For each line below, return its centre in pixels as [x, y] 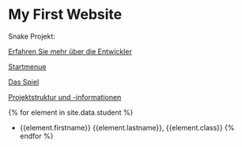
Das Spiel [24, 82]
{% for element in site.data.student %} [71, 112]
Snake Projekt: [32, 36]
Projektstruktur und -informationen [65, 97]
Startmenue [27, 66]
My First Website [65, 15]
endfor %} [36, 136]
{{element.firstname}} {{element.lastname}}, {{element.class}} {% [127, 127]
